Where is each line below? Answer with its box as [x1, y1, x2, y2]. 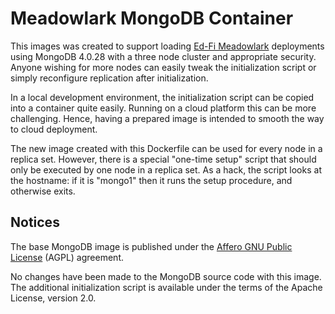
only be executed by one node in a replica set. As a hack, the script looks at [10, 163, 322, 176]
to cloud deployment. [10, 123, 98, 135]
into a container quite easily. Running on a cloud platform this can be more [10, 102, 317, 114]
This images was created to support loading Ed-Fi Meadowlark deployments [10, 40, 325, 52]
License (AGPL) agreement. [10, 251, 124, 263]
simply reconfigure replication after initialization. [10, 72, 209, 84]
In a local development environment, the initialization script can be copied [10, 91, 315, 103]
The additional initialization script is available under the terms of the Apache [10, 281, 323, 293]
